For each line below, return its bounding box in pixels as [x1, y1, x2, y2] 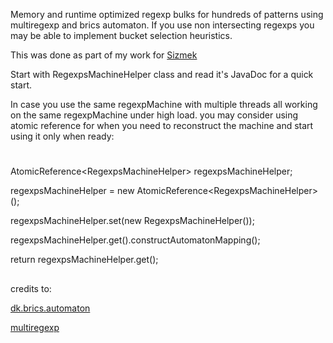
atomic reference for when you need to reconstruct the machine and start [10, 120, 314, 131]
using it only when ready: [10, 130, 115, 142]
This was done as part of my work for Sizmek [10, 49, 198, 61]
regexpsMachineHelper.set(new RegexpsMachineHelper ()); [10, 215, 255, 227]
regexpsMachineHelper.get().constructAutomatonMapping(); [10, 234, 261, 246]
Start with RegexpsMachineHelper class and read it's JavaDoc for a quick [10, 69, 314, 80]
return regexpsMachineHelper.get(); [10, 254, 159, 266]
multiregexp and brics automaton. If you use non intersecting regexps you [10, 19, 315, 31]
